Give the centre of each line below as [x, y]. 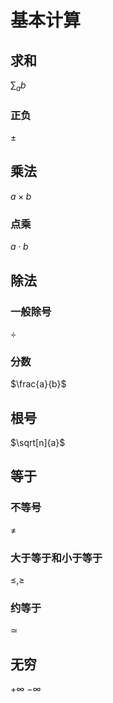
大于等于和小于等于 [56, 558]
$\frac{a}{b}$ [38, 384]
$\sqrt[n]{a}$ [38, 442]
